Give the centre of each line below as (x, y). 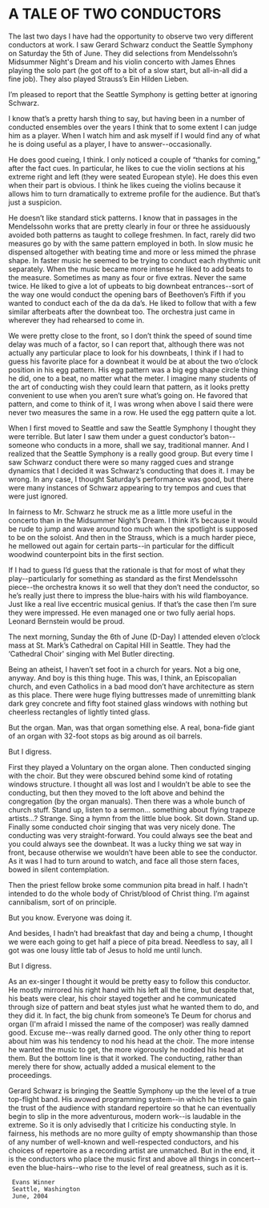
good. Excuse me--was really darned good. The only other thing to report (130, 1032)
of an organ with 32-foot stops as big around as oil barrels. (105, 736)
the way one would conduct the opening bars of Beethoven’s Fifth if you (127, 295)
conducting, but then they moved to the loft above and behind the (116, 792)
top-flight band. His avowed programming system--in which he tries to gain (133, 1099)
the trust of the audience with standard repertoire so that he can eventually (132, 1108)
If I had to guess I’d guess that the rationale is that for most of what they (127, 570)
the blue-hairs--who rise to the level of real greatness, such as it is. (137, 1167)
